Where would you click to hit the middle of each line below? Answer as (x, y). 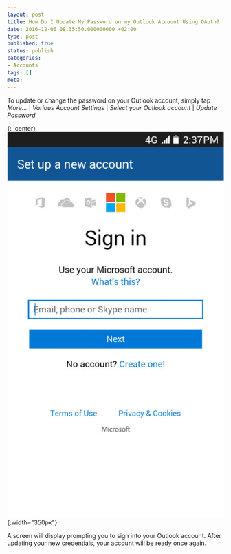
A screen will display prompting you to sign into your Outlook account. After (114, 535)
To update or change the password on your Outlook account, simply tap (109, 100)
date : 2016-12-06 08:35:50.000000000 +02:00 (72, 29)
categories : (24, 58)
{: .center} (22, 128)
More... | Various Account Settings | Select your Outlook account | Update (112, 107)
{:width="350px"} (32, 522)
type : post (23, 36)
